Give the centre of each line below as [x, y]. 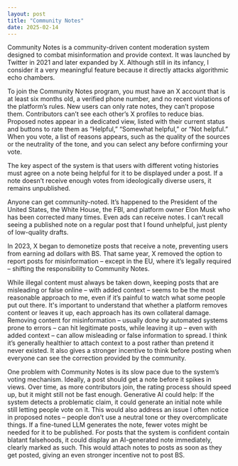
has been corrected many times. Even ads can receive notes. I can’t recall [115, 217]
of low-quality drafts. [38, 233]
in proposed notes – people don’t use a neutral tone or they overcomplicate [117, 418]
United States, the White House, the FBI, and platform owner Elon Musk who [119, 210]
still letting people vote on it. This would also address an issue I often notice [118, 410]
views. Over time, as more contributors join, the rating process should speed [119, 387]
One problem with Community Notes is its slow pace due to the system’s [113, 372]
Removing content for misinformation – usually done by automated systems [118, 320]
